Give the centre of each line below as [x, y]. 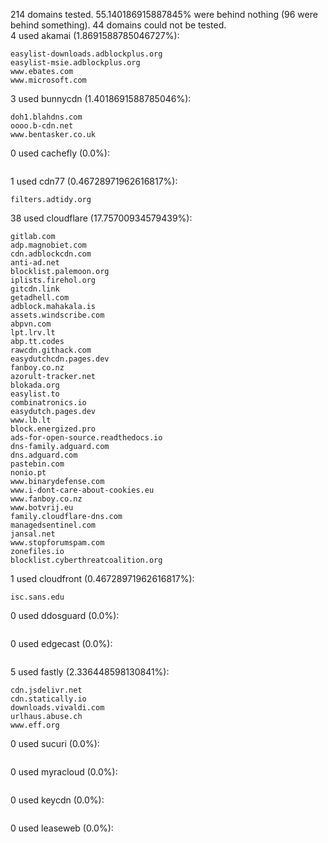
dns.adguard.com [44, 455]
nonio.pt [28, 473]
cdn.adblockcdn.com [51, 254]
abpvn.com [31, 324]
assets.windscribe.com [57, 315]
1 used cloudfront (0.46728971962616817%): [102, 578]
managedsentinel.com [53, 525]
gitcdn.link [35, 289]
